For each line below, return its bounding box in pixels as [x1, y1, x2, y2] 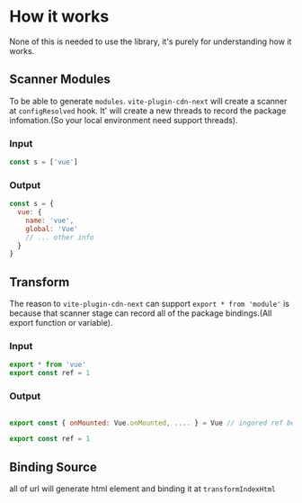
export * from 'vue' [9, 360, 87, 370]
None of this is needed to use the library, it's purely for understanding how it [9, 36, 292, 47]
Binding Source [9, 459, 97, 474]
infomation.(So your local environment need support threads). [9, 114, 238, 125]
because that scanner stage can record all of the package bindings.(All [9, 308, 272, 319]
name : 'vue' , [25, 216, 75, 225]
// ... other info [25, 232, 94, 242]
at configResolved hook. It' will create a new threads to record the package [9, 105, 287, 116]
